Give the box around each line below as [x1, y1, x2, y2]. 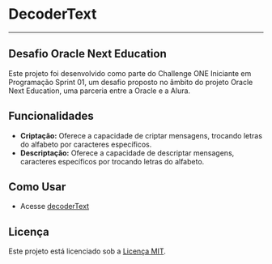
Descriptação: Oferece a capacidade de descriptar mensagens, [19, 147, 235, 158]
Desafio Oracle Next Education [8, 47, 168, 61]
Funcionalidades [8, 109, 95, 123]
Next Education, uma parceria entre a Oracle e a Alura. [8, 86, 191, 96]
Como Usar [8, 180, 66, 194]
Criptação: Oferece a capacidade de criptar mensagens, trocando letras [19, 130, 263, 140]
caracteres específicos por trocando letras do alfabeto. [19, 156, 205, 166]
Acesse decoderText [19, 202, 90, 211]
